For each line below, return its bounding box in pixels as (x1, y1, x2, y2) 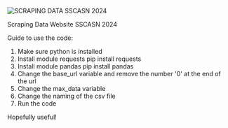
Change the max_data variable (17, 85, 106, 92)
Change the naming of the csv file (17, 92, 116, 100)
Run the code (17, 99, 57, 108)
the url (17, 77, 36, 85)
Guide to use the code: (7, 34, 74, 42)
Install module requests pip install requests (17, 55, 142, 63)
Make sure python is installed (17, 48, 103, 55)
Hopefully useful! (7, 113, 58, 121)
